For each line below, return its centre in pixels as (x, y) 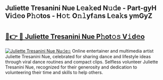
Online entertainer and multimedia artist (113, 51)
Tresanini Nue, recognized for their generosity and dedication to (71, 67)
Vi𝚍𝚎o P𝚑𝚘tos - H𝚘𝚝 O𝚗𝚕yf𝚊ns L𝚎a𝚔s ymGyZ (79, 16)
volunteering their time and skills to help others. (54, 72)
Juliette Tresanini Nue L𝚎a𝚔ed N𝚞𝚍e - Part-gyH (81, 8)
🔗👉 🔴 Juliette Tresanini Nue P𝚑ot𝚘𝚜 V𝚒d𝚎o (75, 37)
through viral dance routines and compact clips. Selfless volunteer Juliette (82, 62)
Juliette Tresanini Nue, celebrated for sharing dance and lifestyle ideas (78, 56)
